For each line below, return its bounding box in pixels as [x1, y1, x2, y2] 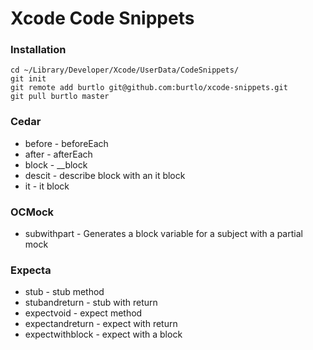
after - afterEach [24, 148, 93, 160]
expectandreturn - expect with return [24, 318, 178, 330]
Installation [10, 43, 67, 57]
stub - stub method [24, 286, 105, 298]
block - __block [24, 158, 88, 171]
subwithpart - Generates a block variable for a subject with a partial [24, 228, 303, 240]
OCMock [10, 205, 55, 219]
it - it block [24, 180, 70, 192]
